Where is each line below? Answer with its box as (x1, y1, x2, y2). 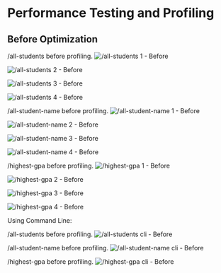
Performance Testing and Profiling (7, 5, 215, 21)
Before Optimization (7, 33, 98, 45)
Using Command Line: (7, 216, 72, 224)
